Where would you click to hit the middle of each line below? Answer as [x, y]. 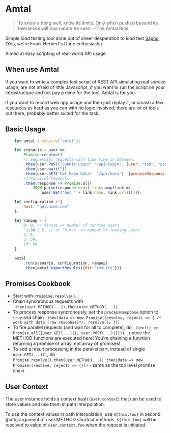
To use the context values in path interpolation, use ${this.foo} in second [83, 414]
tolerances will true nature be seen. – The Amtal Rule [73, 28]
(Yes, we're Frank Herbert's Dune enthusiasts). [54, 43]
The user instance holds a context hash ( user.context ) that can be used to [83, 399]
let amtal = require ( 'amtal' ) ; [48, 141]
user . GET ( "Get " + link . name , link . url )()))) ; [92, 193]
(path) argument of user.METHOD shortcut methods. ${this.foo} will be [81, 420]
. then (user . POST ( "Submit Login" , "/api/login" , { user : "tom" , [90, 164]
